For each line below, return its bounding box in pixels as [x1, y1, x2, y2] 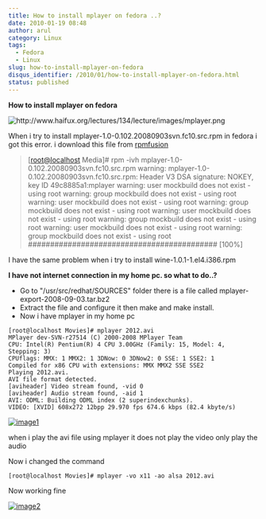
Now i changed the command [8, 456, 105, 466]
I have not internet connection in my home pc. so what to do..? [8, 270, 218, 279]
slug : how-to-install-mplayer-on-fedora [8, 64, 145, 72]
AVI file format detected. [8, 375, 98, 383]
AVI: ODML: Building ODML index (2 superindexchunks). [8, 396, 194, 404]
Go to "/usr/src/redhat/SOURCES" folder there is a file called [19, 286, 218, 295]
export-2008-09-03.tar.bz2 [19, 294, 110, 303]
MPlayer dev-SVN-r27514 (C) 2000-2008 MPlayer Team [8, 334, 183, 341]
